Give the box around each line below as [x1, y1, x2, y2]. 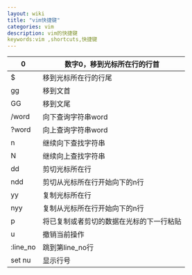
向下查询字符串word [42, 112, 108, 122]
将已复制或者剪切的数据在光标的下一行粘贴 [42, 217, 182, 226]
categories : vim [7, 23, 54, 30]
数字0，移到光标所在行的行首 [64, 60, 159, 70]
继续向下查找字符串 [42, 139, 105, 148]
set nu [10, 256, 31, 265]
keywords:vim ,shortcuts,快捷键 [7, 36, 98, 43]
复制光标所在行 [42, 191, 91, 201]
